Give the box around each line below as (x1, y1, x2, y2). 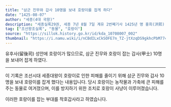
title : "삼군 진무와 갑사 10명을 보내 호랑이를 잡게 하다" (5, 7, 113, 13)
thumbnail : (5, 36, 28, 41)
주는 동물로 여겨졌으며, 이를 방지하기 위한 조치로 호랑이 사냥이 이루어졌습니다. (5, 85, 159, 91)
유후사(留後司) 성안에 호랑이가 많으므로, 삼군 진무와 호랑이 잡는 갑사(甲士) (5, 50, 152, 57)
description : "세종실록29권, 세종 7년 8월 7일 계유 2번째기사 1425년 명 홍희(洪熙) (5, 21, 165, 27)
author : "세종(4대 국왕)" (5, 17, 55, 22)
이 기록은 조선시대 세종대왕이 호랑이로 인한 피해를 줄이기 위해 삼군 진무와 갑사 (5, 72, 159, 78)
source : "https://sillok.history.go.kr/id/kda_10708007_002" (5, 31, 138, 36)
